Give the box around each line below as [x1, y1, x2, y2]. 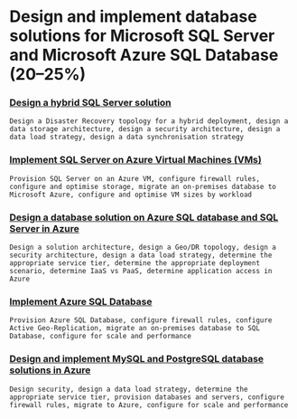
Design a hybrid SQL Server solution [9, 97, 172, 110]
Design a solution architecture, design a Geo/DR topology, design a [9, 243, 277, 252]
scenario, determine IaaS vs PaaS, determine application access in [9, 267, 273, 276]
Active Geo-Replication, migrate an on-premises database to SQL [9, 324, 260, 333]
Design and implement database [9, 6, 257, 27]
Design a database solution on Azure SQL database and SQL [9, 211, 279, 224]
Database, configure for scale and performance [9, 332, 192, 341]
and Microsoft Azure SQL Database [9, 45, 279, 65]
